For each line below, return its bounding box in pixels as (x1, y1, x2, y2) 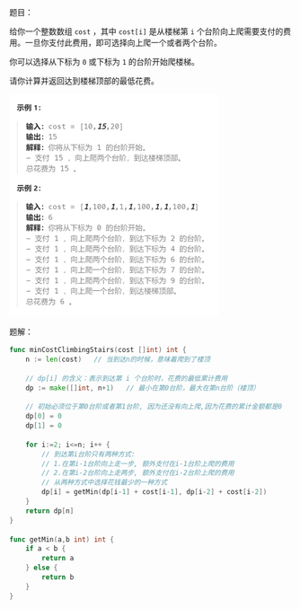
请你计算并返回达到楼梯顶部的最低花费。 (9, 75, 159, 86)
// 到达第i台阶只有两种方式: (41, 449, 136, 459)
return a (41, 554, 75, 563)
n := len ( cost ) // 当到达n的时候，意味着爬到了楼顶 (25, 355, 211, 364)
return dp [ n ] (25, 506, 75, 516)
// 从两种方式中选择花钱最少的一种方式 (41, 478, 168, 487)
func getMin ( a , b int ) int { (9, 534, 115, 544)
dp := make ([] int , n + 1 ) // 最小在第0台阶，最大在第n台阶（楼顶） (25, 384, 260, 393)
